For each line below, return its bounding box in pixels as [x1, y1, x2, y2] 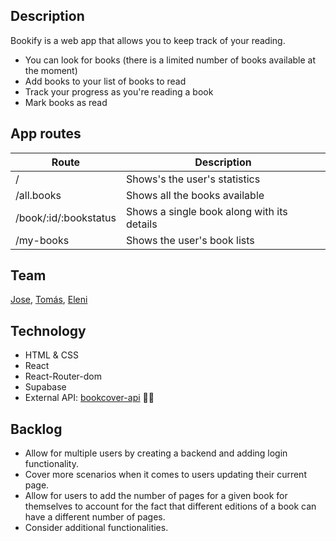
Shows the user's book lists [125, 233, 255, 247]
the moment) [24, 64, 78, 76]
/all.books [15, 188, 62, 202]
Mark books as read [24, 96, 108, 108]
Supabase [24, 381, 67, 393]
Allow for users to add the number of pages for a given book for [24, 490, 288, 502]
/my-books [15, 233, 70, 247]
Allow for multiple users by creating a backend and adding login [24, 447, 288, 459]
